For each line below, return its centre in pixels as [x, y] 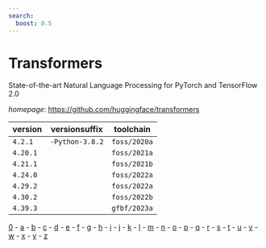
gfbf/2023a [132, 209]
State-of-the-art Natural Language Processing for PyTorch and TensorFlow [133, 85]
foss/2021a [132, 153]
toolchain [133, 130]
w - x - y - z [28, 236]
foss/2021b [132, 164]
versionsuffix [77, 130]
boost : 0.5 [34, 23]
